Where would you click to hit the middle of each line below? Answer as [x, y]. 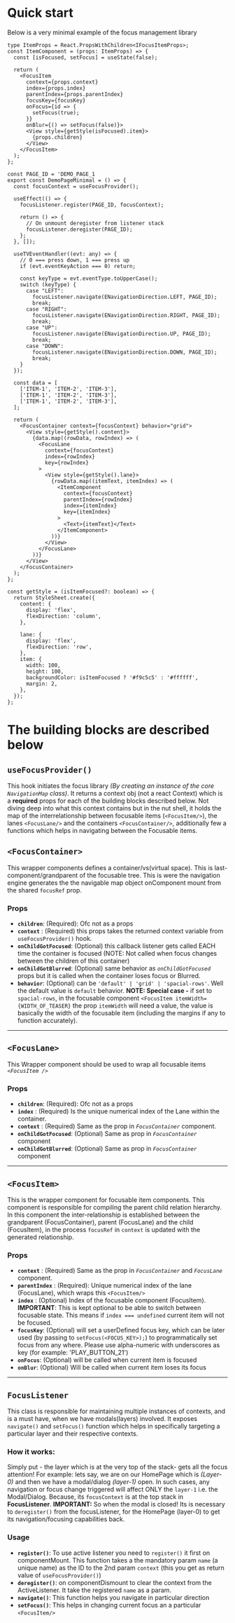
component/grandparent [43, 875]
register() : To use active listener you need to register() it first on [114, 1553]
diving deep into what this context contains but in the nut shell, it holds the [114, 808]
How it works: [31, 1452]
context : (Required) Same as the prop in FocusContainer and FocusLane [120, 1271]
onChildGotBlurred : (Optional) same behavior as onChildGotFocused [114, 968]
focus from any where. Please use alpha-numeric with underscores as [119, 1345]
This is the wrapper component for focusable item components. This [106, 1200]
